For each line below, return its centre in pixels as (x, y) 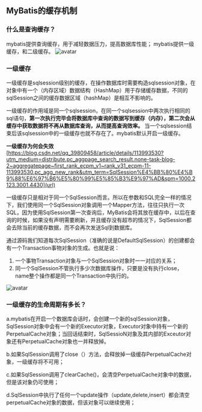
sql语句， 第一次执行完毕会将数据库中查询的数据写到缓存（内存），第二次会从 (101, 118)
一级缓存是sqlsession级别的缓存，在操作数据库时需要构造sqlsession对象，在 (101, 83)
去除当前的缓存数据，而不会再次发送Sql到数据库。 (73, 227)
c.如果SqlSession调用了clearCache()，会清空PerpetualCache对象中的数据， (100, 375)
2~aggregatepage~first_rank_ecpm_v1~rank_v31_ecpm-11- (79, 165)
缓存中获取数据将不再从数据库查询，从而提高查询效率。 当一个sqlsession (96, 125)
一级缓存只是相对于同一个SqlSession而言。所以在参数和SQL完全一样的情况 (99, 197)
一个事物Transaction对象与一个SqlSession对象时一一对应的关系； (96, 261)
